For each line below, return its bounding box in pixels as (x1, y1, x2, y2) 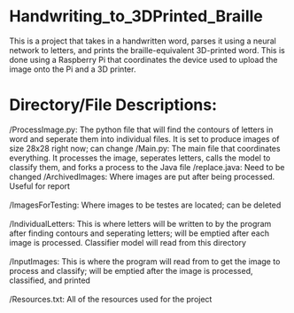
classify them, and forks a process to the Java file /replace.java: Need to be (9, 161, 285, 172)
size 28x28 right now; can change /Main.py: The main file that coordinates (9, 143, 281, 153)
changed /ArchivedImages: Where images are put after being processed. (9, 171, 275, 182)
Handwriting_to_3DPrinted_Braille (9, 6, 263, 27)
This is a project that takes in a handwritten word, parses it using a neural (9, 35, 276, 46)
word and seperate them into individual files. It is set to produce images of (9, 133, 280, 144)
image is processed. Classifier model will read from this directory (9, 237, 246, 247)
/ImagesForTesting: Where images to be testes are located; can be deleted (9, 200, 282, 210)
